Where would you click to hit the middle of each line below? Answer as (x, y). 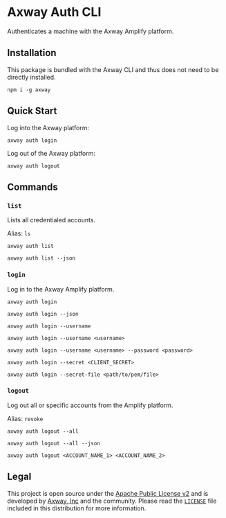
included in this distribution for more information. (77, 508)
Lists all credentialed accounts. (51, 220)
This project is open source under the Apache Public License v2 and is (108, 493)
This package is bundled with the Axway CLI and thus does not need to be (113, 69)
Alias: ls (19, 233)
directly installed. (32, 77)
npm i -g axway (29, 90)
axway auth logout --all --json (54, 443)
